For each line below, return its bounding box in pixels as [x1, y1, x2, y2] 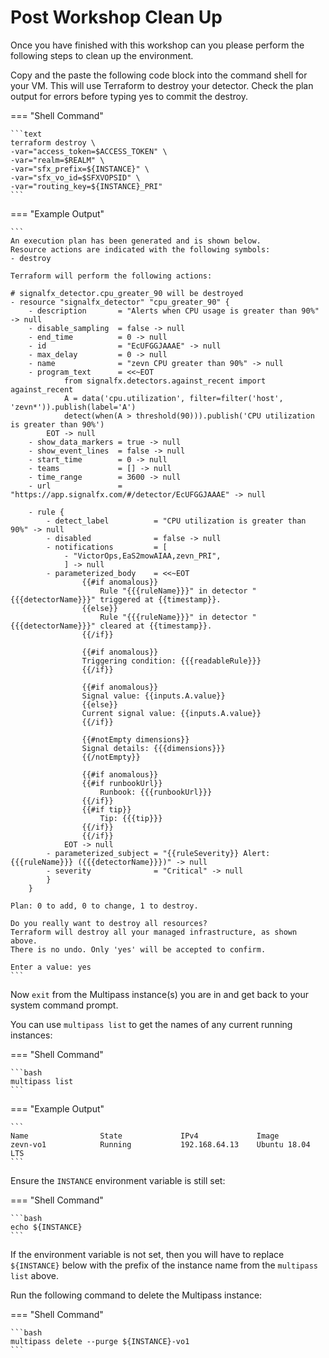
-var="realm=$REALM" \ [10, 155, 105, 165]
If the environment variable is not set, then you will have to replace [10, 1248, 285, 1260]
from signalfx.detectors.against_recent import [63, 376, 267, 386]
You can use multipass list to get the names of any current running [10, 1018, 293, 1030]
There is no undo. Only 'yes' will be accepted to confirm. [10, 944, 267, 955]
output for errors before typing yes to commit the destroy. [10, 90, 248, 102]
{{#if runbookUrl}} [81, 778, 163, 788]
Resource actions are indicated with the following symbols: [10, 244, 271, 255]
